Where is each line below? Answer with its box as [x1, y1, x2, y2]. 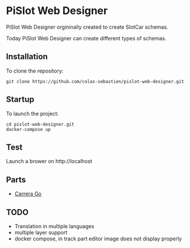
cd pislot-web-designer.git [6, 121, 75, 127]
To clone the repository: [6, 67, 64, 74]
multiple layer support [14, 229, 68, 236]
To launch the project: [6, 110, 59, 117]
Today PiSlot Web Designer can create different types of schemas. [6, 35, 167, 42]
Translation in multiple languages [14, 223, 95, 229]
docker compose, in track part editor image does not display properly [14, 235, 182, 242]
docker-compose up [6, 126, 51, 132]
